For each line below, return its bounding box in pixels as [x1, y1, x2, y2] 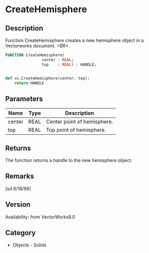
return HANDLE [14, 80, 44, 86]
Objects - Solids [12, 242, 47, 248]
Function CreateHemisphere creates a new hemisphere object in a [5, 37, 144, 43]
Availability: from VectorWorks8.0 [5, 214, 75, 220]
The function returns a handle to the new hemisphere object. [5, 157, 133, 163]
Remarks [5, 172, 35, 181]
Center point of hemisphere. [46, 118, 113, 125]
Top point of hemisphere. [46, 126, 106, 133]
